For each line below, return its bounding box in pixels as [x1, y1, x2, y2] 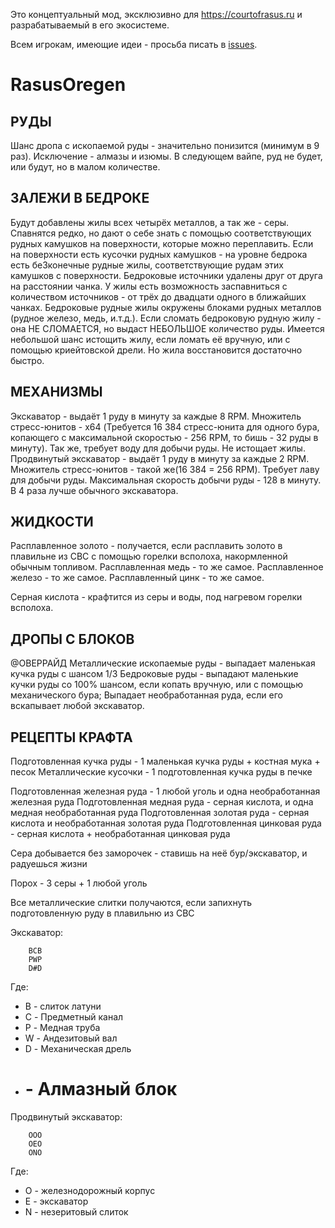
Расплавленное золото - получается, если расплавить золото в [10, 540, 283, 552]
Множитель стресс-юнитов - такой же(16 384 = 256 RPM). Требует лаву [10, 463, 320, 475]
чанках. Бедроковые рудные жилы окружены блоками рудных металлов [10, 301, 322, 313]
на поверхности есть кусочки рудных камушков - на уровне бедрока [10, 248, 308, 260]
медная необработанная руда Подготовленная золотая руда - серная [10, 807, 310, 819]
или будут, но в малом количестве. [10, 161, 161, 173]
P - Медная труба [24, 1022, 101, 1034]
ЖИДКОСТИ [10, 514, 94, 531]
